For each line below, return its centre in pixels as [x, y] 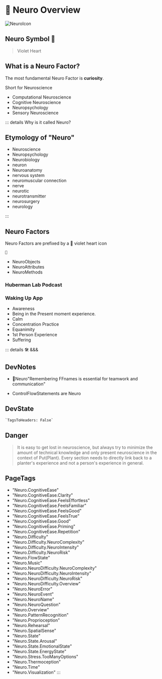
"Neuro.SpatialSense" [34, 631]
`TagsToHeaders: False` [29, 420]
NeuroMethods [27, 272]
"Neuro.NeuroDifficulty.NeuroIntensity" [52, 574]
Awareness [23, 309]
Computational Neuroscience [42, 97]
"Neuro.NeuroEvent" [33, 594]
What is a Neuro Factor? [42, 66]
